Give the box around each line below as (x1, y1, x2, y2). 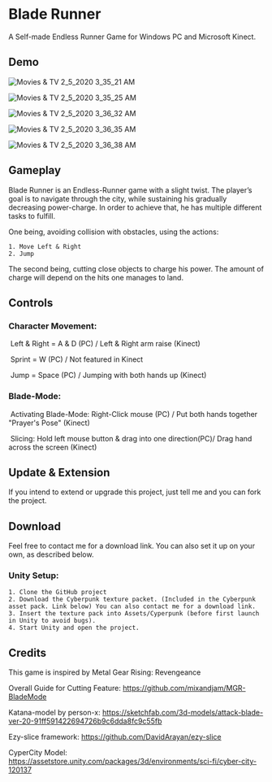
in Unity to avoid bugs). (8, 617, 96, 625)
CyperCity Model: (8, 748, 67, 758)
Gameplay (8, 163, 62, 177)
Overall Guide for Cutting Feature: (8, 684, 122, 693)
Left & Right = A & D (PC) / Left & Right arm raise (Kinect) (10, 339, 201, 349)
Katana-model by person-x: (8, 708, 101, 718)
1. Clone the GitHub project (8, 589, 107, 597)
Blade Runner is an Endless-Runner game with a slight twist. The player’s (8, 185, 253, 195)
